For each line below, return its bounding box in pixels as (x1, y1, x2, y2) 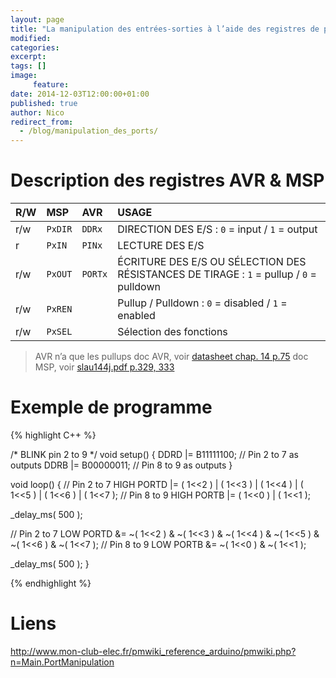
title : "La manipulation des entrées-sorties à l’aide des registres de (10, 24, 320, 34)
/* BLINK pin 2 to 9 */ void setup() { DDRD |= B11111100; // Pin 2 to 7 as (10, 449, 299, 460)
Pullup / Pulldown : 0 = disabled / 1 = (117, 296, 288, 310)
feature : (32, 80, 70, 90)
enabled (117, 309, 156, 323)
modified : (10, 33, 52, 43)
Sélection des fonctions (117, 325, 228, 339)
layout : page (10, 14, 65, 25)
